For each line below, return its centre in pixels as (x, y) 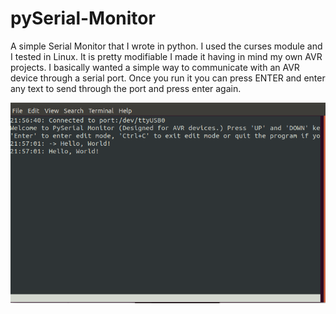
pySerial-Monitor (83, 18)
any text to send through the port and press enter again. (126, 88)
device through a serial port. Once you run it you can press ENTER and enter (168, 78)
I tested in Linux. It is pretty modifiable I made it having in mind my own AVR (166, 56)
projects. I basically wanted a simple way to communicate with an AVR (155, 67)
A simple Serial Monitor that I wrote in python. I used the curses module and (166, 46)
